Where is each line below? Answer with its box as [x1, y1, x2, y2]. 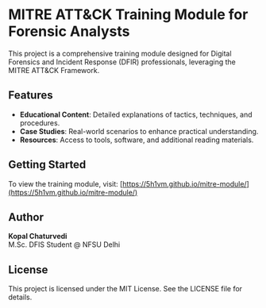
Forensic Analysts [8, 22, 130, 40]
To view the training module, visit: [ [8, 179, 123, 188]
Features [8, 89, 53, 102]
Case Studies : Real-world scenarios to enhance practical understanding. [19, 126, 259, 136]
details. [8, 292, 33, 302]
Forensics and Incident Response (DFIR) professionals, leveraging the [8, 57, 236, 67]
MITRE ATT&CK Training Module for [8, 6, 249, 24]
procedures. [19, 117, 60, 128]
